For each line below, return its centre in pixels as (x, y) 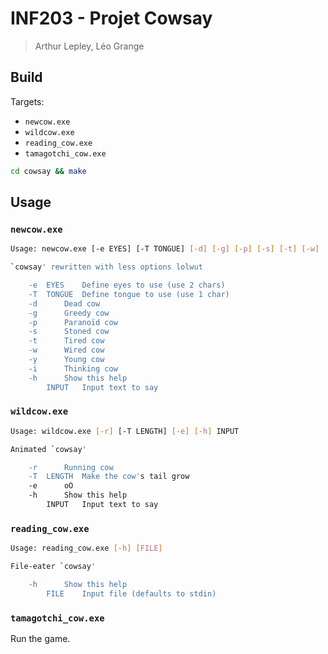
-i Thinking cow (73, 368)
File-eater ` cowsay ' (53, 567)
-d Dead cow (64, 303)
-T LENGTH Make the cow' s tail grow (109, 477)
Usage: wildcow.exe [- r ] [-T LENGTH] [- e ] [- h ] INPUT (125, 431)
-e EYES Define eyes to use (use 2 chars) (127, 285)
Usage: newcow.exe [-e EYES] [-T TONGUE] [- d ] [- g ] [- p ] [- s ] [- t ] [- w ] (165, 249)
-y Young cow (66, 360)
